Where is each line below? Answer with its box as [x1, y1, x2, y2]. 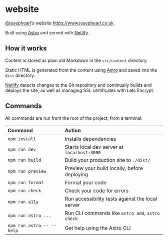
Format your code [64, 179, 106, 186]
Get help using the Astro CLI [64, 225, 131, 232]
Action [64, 127, 81, 134]
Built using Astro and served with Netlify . [5, 29, 89, 35]
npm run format [7, 180, 44, 185]
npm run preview [7, 168, 46, 174]
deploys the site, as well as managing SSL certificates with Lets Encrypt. [5, 87, 154, 93]
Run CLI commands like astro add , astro [64, 210, 160, 217]
